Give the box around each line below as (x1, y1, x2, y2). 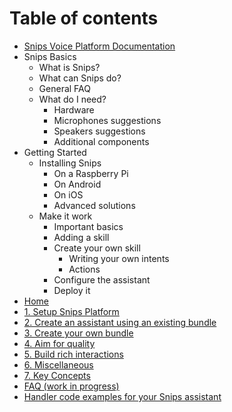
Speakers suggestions (53, 125, 146, 137)
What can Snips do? (38, 72, 122, 84)
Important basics (53, 220, 124, 232)
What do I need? (38, 93, 107, 105)
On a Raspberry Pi (53, 167, 129, 179)
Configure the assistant (53, 273, 151, 286)
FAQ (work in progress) (23, 380, 120, 392)
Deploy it (53, 284, 91, 296)
